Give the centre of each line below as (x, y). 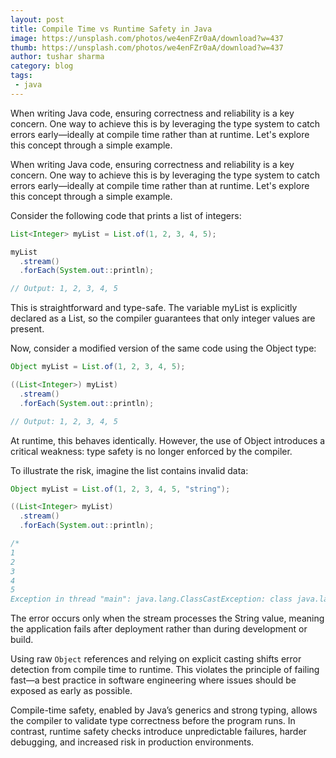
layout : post (37, 19)
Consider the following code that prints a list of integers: (126, 215)
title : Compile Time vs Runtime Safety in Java (111, 29)
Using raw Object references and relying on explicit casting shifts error (156, 659)
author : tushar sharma (57, 57)
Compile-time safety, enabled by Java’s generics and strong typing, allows (164, 710)
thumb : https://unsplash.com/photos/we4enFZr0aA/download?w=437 (147, 47)
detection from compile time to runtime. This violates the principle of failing (165, 670)
